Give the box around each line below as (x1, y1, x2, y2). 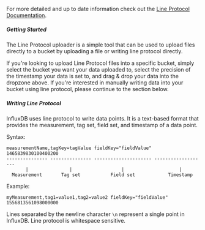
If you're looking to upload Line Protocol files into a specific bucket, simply (6, 59, 195, 67)
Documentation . (6, 12, 47, 19)
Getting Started (6, 26, 47, 33)
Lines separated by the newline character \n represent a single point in (6, 210, 185, 218)
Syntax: (6, 133, 26, 140)
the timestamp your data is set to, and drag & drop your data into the (6, 72, 179, 80)
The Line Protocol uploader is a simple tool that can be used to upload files (6, 41, 195, 48)
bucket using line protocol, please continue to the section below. (6, 85, 169, 92)
